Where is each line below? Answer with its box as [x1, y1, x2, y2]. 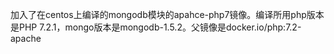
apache [10, 33, 42, 44]
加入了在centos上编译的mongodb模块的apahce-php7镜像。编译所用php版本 [10, 9, 325, 20]
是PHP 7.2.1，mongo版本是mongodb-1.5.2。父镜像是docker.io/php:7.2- [10, 21, 302, 33]
